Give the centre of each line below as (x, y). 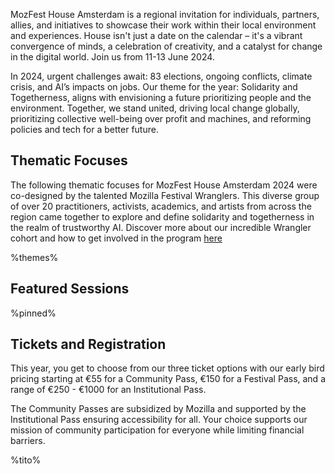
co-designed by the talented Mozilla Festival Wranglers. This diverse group (165, 195)
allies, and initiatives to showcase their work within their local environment (163, 25)
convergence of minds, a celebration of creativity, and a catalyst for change (166, 46)
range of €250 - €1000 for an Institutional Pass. (108, 390)
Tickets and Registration (88, 344)
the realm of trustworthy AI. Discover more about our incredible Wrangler (161, 227)
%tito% (26, 460)
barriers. (28, 441)
